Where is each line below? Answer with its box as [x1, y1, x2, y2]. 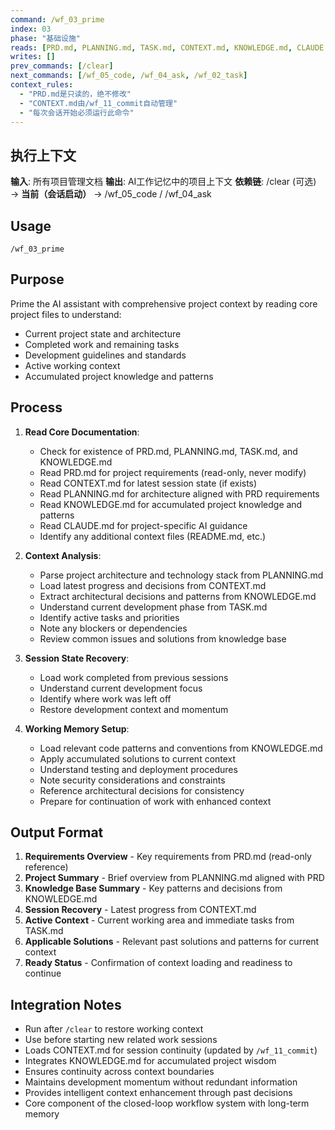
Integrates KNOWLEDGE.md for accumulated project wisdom [24, 1055, 277, 1067]
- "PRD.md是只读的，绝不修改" [19, 89, 132, 99]
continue [24, 967, 62, 980]
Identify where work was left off [39, 692, 172, 705]
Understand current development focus [39, 682, 203, 694]
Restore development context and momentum [39, 703, 229, 715]
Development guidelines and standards [24, 349, 187, 361]
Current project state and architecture [24, 327, 182, 340]
